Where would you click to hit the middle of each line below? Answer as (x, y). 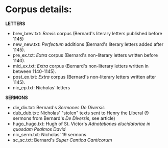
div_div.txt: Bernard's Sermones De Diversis (58, 107)
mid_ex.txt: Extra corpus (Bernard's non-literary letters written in (81, 66)
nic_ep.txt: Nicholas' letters (41, 87)
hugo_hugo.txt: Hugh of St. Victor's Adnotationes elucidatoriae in (81, 124)
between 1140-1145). (34, 71)
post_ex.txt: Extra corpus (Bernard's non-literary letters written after (85, 77)
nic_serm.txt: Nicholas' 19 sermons (50, 134)
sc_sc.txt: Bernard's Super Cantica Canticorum (62, 140)
